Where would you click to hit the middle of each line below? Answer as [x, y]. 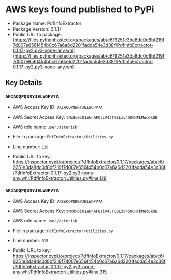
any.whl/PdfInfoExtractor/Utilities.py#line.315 [60, 272]
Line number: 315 [31, 240]
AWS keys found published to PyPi [80, 9]
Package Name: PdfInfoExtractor [47, 23]
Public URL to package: [37, 34]
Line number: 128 [31, 147]
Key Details [24, 83]
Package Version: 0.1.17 [37, 29]
